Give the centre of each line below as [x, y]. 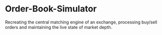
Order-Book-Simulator [51, 9]
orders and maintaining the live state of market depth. [59, 27]
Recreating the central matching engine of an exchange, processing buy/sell [81, 22]
